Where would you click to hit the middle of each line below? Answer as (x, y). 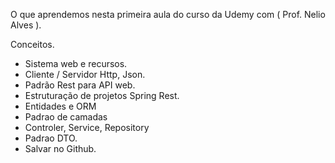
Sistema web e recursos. (76, 63)
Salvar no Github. (60, 148)
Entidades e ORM (60, 106)
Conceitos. (32, 44)
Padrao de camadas (66, 117)
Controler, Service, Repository (87, 127)
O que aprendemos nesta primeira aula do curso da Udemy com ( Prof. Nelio (168, 14)
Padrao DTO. (51, 138)
